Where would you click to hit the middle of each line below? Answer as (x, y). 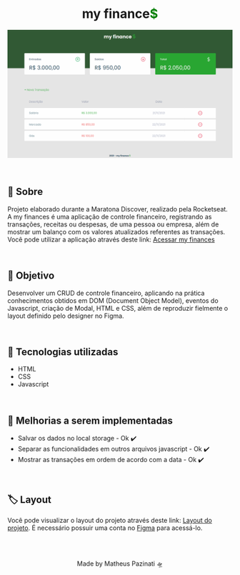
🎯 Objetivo (31, 276)
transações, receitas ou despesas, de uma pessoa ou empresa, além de (113, 224)
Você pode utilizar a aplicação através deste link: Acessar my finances (111, 239)
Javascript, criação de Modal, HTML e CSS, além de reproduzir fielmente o (118, 308)
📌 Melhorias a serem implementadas (90, 420)
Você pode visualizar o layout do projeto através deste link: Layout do (110, 520)
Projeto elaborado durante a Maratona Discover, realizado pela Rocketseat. (118, 209)
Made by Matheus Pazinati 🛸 (120, 564)
